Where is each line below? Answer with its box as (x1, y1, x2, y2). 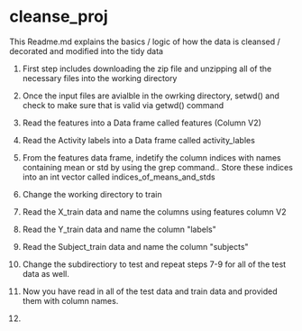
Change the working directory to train (22, 188, 162, 199)
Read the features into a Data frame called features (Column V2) (22, 117, 261, 128)
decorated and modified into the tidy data (9, 45, 164, 56)
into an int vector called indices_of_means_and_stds (22, 171, 215, 182)
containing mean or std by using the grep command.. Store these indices (22, 161, 293, 172)
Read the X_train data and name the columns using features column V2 (22, 206, 287, 217)
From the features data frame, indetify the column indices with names (22, 152, 281, 163)
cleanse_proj (9, 6, 108, 27)
